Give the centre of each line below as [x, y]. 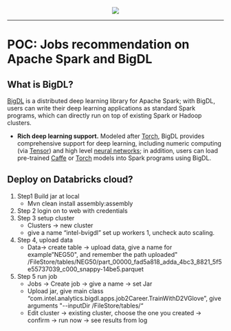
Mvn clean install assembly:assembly [80, 203]
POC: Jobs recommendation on [98, 45]
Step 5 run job [37, 276]
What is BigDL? [40, 84]
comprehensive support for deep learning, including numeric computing [119, 143]
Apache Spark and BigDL [80, 59]
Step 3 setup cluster [46, 218]
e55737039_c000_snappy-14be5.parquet [86, 269]
